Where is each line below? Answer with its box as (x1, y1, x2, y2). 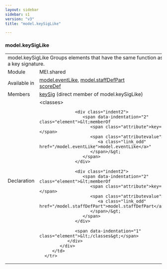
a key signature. (7, 60, 45, 67)
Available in (7, 79, 35, 86)
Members (7, 90, 30, 97)
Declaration (7, 177, 35, 184)
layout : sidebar (5, 7, 39, 12)
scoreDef (39, 82, 61, 89)
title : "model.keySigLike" (5, 21, 61, 26)
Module (7, 68, 26, 75)
